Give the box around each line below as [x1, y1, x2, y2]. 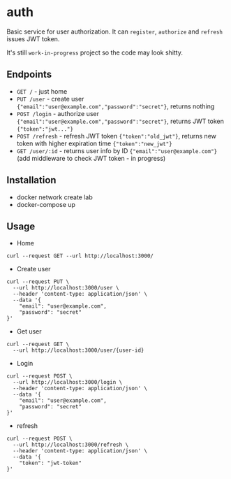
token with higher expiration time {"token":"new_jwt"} [16, 139, 172, 148]
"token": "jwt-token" [19, 459, 82, 467]
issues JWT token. [6, 34, 60, 43]
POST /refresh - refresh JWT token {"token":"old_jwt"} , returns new [16, 131, 217, 140]
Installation [6, 174, 57, 186]
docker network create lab [16, 193, 93, 201]
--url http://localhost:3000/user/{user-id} [13, 347, 144, 354]
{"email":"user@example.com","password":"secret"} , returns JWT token [16, 117, 224, 125]
